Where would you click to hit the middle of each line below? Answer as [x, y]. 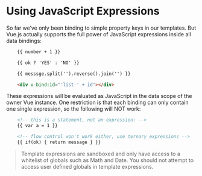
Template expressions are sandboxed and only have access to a [101, 154]
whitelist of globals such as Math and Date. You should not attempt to [107, 160]
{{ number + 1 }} [39, 52]
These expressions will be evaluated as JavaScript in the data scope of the [99, 96]
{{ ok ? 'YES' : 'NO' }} [48, 63]
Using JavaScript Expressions [83, 11]
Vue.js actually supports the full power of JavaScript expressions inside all [99, 34]
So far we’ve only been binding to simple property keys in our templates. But [101, 28]
